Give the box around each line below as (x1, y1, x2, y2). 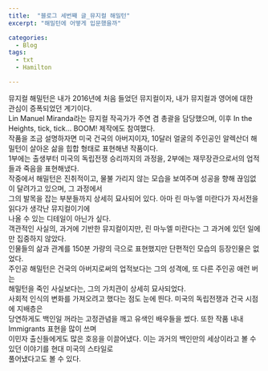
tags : (8, 49, 26, 57)
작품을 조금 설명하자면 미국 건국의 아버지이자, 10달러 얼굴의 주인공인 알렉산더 (8, 133, 250, 143)
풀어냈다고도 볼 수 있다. (8, 353, 82, 363)
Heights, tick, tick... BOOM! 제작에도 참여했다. (8, 123, 156, 133)
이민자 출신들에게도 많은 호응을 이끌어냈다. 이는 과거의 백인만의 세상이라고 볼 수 (8, 333, 257, 343)
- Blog (15, 41, 38, 49)
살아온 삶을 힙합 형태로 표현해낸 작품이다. (29, 143, 159, 153)
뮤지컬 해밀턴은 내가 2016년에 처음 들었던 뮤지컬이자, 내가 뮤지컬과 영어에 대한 (8, 93, 254, 103)
